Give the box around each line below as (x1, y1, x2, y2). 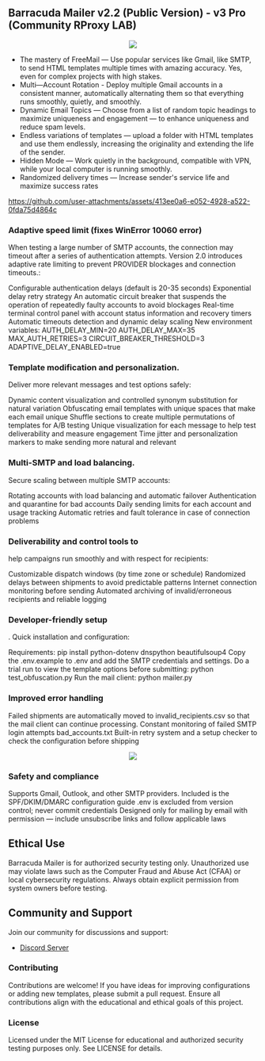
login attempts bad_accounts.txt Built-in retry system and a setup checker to (8, 727, 258, 737)
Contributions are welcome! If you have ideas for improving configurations (8, 980, 251, 990)
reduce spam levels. (19, 122, 85, 132)
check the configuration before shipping (8, 736, 140, 745)
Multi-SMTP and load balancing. (8, 458, 135, 469)
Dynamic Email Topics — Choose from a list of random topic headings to (19, 105, 256, 114)
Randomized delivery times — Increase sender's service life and (19, 172, 229, 182)
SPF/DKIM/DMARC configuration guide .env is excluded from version (8, 797, 233, 806)
